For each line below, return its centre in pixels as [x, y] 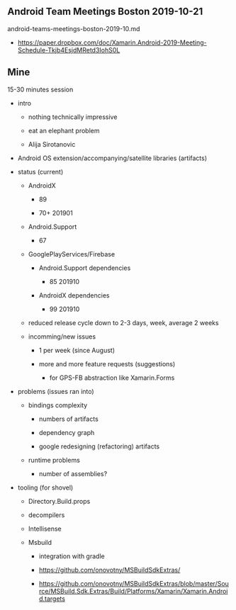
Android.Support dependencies [85, 268]
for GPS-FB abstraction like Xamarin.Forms [112, 378]
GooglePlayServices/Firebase [72, 254]
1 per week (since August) [77, 350]
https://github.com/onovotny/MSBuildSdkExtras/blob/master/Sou [134, 583]
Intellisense [45, 529]
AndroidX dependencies [74, 295]
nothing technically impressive [73, 117]
